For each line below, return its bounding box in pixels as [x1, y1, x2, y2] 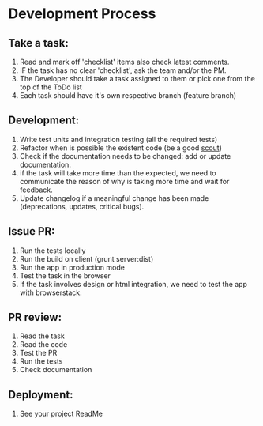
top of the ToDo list [19, 82, 83, 92]
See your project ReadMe [19, 409, 103, 419]
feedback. [19, 185, 53, 194]
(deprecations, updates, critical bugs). [19, 202, 145, 211]
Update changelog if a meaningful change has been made [19, 193, 209, 202]
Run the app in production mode [19, 262, 125, 272]
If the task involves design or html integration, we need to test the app [19, 279, 247, 288]
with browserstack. [19, 288, 83, 297]
